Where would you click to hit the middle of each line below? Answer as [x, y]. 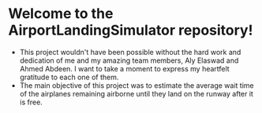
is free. [31, 102]
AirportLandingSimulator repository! [131, 30]
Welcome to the [61, 14]
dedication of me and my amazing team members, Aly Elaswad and [129, 60]
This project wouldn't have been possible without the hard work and [130, 52]
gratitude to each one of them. [69, 77]
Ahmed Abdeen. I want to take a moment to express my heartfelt [125, 68]
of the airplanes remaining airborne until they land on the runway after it [137, 93]
